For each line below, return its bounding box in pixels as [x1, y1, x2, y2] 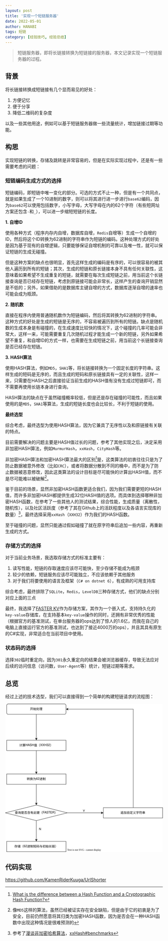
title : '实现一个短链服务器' [5, 13, 59, 19]
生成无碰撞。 [22, 248, 49, 254]
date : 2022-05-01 [5, 19, 41, 24]
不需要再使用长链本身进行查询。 [5, 384, 71, 390]
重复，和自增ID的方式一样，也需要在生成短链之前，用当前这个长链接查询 [13, 337, 163, 343]
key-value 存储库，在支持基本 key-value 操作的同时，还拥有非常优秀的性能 [5, 612, 155, 618]
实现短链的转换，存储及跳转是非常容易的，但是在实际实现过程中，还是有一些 [5, 157, 163, 163]
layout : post [5, 8, 32, 13]
